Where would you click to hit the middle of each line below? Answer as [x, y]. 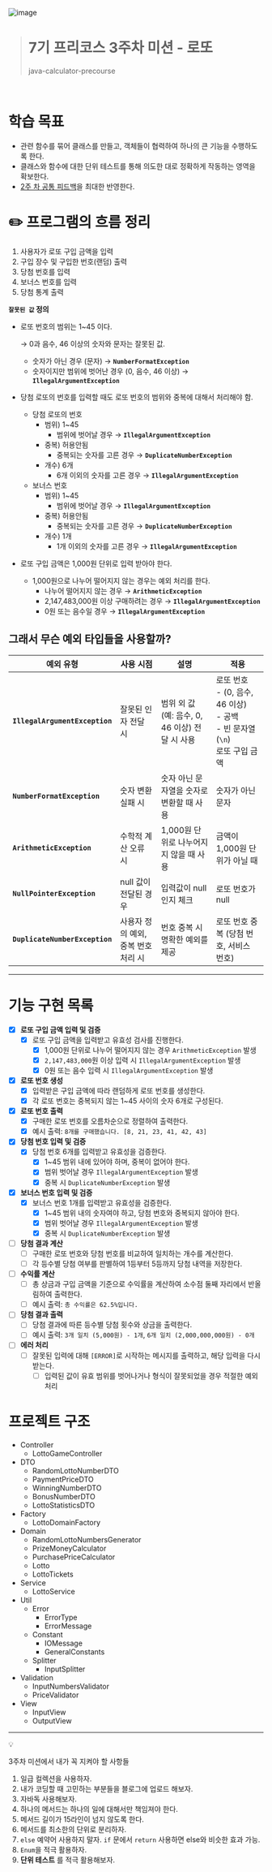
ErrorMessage [68, 1626]
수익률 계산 [37, 1274]
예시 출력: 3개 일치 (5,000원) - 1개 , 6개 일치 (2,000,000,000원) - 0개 [143, 1335]
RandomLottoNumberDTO [75, 1470]
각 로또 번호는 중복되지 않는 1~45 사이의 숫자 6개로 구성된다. [128, 1101]
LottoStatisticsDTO [64, 1505]
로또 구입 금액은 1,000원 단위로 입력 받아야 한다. [96, 563]
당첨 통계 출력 [42, 291]
